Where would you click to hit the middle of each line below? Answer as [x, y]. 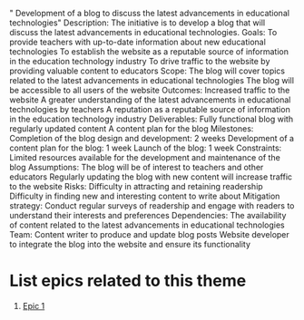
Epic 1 [34, 305]
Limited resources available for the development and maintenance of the [145, 157]
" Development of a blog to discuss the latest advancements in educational [150, 13]
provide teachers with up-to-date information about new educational [137, 42]
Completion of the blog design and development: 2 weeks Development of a [152, 138]
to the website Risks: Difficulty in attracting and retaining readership [136, 186]
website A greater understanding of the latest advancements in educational [150, 100]
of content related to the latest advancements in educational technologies [147, 225]
